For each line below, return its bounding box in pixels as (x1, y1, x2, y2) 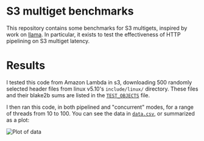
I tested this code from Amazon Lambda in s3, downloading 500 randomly (6, 78, 192, 86)
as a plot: (6, 116, 29, 123)
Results (6, 59, 46, 72)
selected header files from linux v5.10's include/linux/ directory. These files (6, 85, 199, 92)
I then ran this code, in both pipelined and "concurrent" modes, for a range (6, 103, 194, 111)
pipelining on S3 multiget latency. (6, 37, 90, 44)
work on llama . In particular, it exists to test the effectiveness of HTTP (6, 30, 181, 38)
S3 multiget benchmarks (6, 4, 134, 18)
